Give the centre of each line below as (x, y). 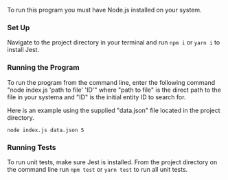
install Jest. (23, 50)
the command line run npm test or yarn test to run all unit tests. (98, 169)
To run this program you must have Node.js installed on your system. (104, 10)
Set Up (19, 27)
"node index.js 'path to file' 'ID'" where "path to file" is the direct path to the (114, 90)
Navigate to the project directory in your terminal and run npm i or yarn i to (114, 42)
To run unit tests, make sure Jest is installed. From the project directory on (112, 162)
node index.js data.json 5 (46, 130)
